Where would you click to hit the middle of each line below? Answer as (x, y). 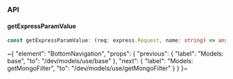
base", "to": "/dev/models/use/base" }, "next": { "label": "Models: (100, 61)
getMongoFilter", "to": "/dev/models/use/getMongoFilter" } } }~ (98, 68)
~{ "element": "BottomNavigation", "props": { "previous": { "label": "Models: (115, 54)
